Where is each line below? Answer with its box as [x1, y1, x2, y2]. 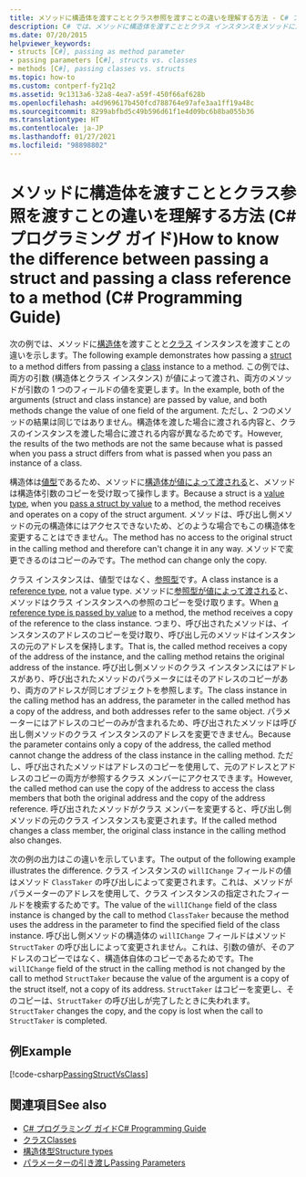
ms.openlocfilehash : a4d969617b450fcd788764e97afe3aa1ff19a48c [9, 98, 255, 108]
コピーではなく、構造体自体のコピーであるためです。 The [40, 952, 254, 963]
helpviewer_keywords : [9, 38, 92, 48]
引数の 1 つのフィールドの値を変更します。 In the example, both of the [25, 384, 285, 394]
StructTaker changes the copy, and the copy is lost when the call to [9, 1005, 264, 1016]
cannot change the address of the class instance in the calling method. [9, 750, 276, 761]
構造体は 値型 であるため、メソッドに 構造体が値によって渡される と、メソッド [9, 476, 296, 487]
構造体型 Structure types [22, 1146, 114, 1157]
